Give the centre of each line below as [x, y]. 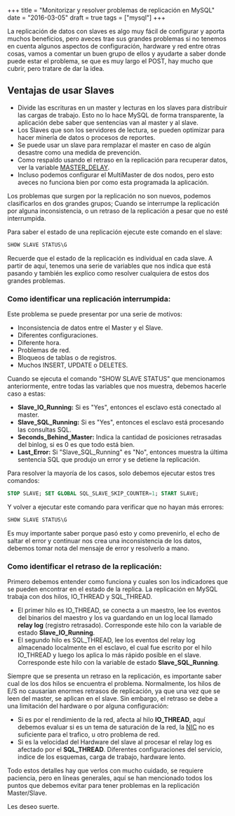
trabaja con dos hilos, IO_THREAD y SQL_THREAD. [80, 597]
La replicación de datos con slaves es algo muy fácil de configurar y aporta [116, 31]
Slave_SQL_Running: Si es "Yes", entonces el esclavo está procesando [121, 422]
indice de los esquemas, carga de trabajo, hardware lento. [101, 757]
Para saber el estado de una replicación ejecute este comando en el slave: [115, 232]
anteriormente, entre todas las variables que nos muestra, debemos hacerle [117, 386]
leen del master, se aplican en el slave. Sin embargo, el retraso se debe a [113, 699]
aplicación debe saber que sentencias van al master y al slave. [108, 122]
